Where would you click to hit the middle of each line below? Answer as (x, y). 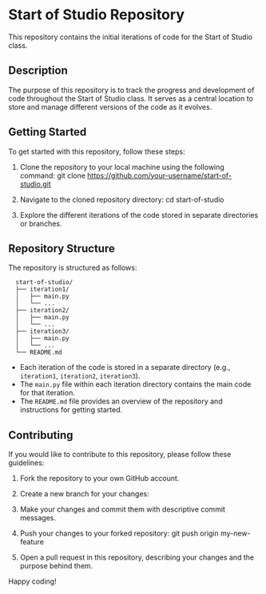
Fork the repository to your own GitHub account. (99, 479)
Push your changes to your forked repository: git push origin (119, 533)
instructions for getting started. (71, 410)
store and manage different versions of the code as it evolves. (110, 106)
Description (38, 71)
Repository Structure (62, 249)
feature (32, 542)
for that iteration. (48, 393)
